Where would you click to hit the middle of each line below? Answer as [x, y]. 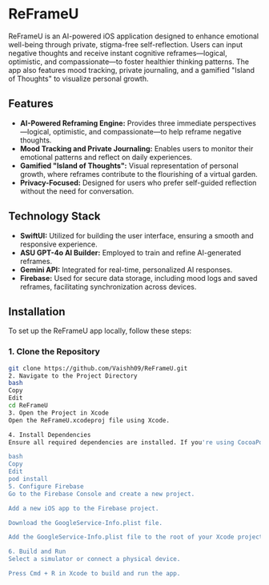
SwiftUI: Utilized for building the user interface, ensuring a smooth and [137, 235]
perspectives [235, 123]
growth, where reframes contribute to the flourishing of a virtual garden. [139, 174]
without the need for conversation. [77, 191]
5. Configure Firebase [46, 486]
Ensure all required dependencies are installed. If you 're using [121, 442]
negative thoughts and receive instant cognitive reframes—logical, [118, 53]
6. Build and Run [37, 552]
